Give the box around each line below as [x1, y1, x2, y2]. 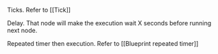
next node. [7, 27, 38, 34]
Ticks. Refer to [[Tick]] [7, 6, 71, 14]
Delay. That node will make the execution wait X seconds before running [7, 19, 212, 27]
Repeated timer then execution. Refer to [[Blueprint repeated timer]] [7, 40, 199, 47]
